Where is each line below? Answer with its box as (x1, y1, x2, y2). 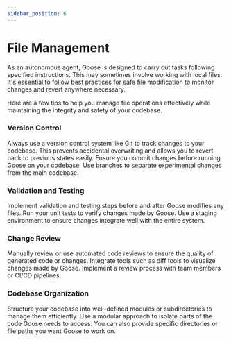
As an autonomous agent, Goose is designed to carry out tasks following (7, 63, 215, 71)
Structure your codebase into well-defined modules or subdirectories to (7, 305, 213, 313)
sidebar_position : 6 (7, 10, 67, 17)
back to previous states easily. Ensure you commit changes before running (7, 153, 221, 162)
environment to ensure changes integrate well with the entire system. (7, 216, 205, 225)
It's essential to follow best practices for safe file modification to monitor (7, 78, 214, 86)
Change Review (7, 234, 61, 243)
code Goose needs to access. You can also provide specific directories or (7, 319, 219, 327)
